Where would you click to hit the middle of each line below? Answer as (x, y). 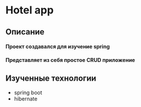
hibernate (26, 99)
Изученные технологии (51, 79)
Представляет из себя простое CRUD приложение (70, 60)
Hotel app (30, 10)
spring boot (28, 92)
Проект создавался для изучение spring (58, 47)
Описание (25, 32)
